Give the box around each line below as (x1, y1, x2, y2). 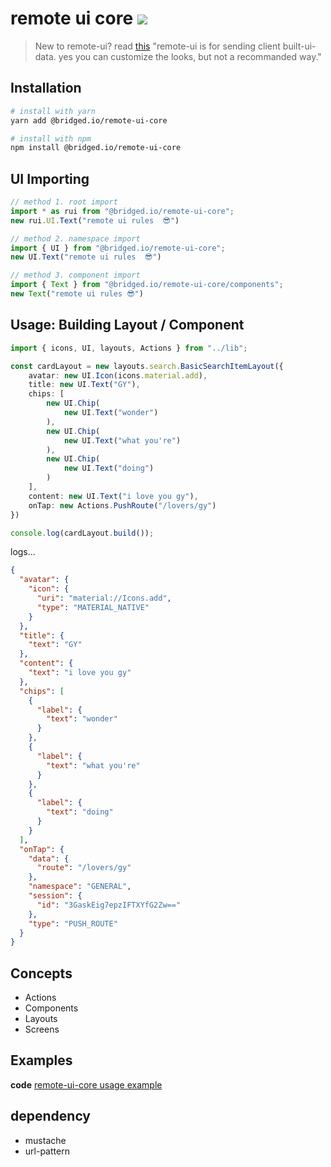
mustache (24, 1134, 67, 1146)
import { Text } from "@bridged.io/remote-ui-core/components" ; (10, 280, 284, 290)
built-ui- (282, 40, 317, 52)
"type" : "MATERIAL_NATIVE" (36, 602, 150, 612)
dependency (10, 1108, 92, 1125)
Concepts (10, 965, 73, 982)
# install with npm (10, 133, 92, 144)
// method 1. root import (10, 197, 118, 207)
